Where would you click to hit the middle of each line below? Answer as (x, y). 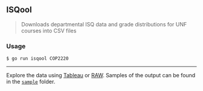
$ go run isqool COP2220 (37, 59)
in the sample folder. (31, 82)
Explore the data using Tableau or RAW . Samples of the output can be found (101, 75)
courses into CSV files (49, 31)
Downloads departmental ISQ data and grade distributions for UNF (104, 24)
